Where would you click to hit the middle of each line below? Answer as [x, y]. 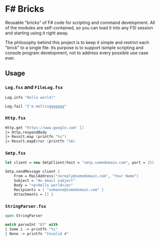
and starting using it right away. [37, 33]
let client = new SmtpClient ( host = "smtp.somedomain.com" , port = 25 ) [80, 163]
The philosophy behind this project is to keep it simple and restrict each [77, 42]
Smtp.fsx [15, 153]
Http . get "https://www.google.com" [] [45, 128]
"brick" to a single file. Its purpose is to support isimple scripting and [74, 47]
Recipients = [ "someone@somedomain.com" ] [59, 190]
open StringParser [24, 216]
